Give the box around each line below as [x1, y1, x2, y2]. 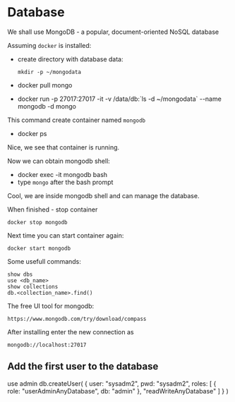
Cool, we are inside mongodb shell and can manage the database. [7, 191, 200, 200]
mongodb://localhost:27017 [7, 341, 87, 348]
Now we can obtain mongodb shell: [7, 157, 111, 165]
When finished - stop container [7, 205, 98, 214]
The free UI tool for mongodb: [7, 301, 95, 310]
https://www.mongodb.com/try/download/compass [7, 315, 147, 322]
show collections [7, 283, 59, 290]
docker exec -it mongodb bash [17, 170, 108, 178]
